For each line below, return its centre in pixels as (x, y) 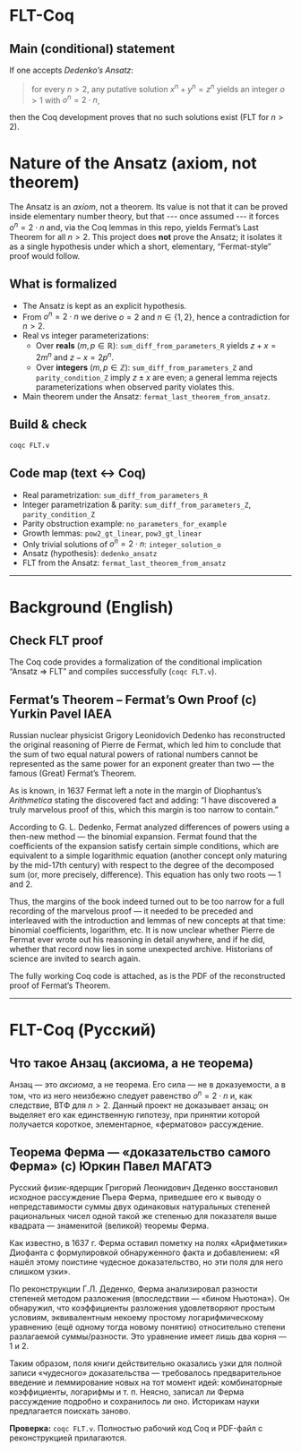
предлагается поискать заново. (70, 1411)
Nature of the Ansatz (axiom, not (133, 163)
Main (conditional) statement (92, 49)
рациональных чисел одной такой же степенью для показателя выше (143, 1216)
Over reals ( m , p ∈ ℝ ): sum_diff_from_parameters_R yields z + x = (156, 346)
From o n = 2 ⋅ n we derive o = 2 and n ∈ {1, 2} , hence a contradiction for (156, 316)
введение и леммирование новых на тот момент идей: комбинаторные (146, 1383)
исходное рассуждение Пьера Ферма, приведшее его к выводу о (135, 1198)
